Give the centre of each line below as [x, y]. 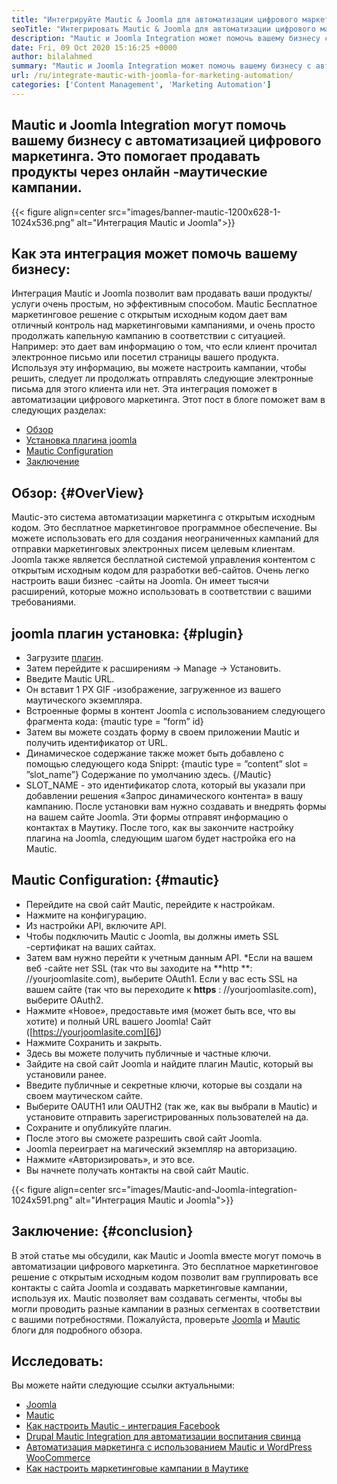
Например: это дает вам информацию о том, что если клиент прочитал [164, 347]
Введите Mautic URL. [70, 679]
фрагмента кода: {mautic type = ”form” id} [114, 721]
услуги [26, 304]
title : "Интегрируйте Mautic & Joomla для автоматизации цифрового [155, 19]
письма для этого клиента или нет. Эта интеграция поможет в [144, 389]
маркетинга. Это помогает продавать [136, 156]
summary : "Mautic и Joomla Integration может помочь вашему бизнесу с [161, 66]
